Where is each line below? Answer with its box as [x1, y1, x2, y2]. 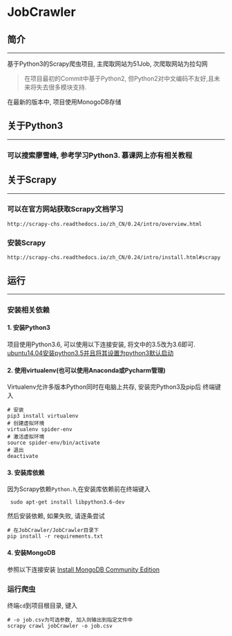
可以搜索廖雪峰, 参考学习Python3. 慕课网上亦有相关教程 [7, 150, 193, 160]
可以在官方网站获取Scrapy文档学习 [7, 204, 124, 214]
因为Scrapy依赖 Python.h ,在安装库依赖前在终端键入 [7, 485, 151, 493]
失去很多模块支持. [36, 83, 87, 91]
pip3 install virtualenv [7, 413, 79, 420]
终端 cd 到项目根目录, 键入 [7, 601, 78, 610]
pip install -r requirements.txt [7, 533, 104, 540]
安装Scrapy [7, 238, 46, 247]
